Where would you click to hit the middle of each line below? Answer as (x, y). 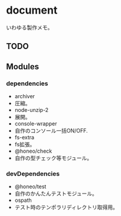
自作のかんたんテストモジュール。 (56, 194)
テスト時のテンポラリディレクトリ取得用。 (66, 207)
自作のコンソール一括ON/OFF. (51, 131)
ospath (23, 200)
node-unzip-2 (32, 110)
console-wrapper (36, 124)
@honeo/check (33, 151)
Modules (23, 67)
